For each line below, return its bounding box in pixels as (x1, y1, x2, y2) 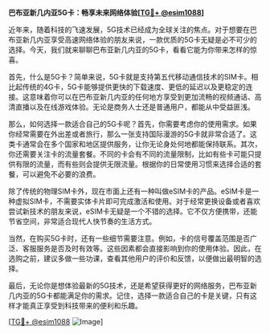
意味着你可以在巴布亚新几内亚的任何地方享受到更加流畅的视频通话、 (29, 92, 255, 101)
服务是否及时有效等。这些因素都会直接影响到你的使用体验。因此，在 (35, 244, 262, 253)
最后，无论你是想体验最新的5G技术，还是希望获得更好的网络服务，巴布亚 (8, 281, 251, 290)
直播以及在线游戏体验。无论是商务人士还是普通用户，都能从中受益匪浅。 (14, 102, 255, 112)
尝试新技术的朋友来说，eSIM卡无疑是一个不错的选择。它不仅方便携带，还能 (8, 206, 258, 216)
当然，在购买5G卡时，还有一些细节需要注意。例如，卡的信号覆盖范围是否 (8, 234, 251, 243)
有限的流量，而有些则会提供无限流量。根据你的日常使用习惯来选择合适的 (14, 160, 255, 169)
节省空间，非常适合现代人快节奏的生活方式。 (8, 217, 157, 226)
